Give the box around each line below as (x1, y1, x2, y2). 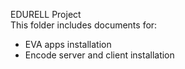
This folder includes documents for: (10, 19, 158, 31)
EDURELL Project (10, 9, 82, 20)
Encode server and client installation (24, 49, 175, 61)
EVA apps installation (24, 39, 112, 50)
